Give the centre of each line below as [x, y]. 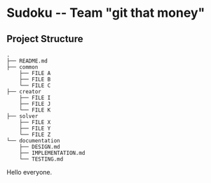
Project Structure [45, 39]
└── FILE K [35, 110]
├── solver [22, 116]
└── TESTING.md [41, 159]
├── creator [24, 92]
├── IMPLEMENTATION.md [52, 153]
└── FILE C [35, 86]
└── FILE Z [35, 135]
